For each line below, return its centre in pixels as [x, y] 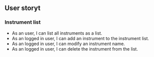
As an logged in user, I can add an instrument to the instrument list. [80, 38]
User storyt [23, 8]
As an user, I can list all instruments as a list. [57, 33]
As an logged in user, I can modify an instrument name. [68, 44]
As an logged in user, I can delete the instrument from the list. [75, 49]
